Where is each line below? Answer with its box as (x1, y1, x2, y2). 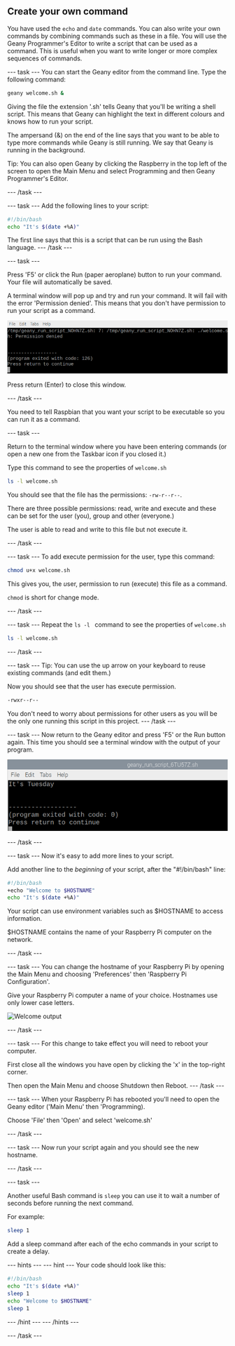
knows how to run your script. (7, 117, 94, 126)
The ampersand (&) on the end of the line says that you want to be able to (7, 131, 220, 139)
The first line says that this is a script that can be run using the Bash (7, 236, 203, 244)
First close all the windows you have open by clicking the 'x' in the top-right (7, 1060, 225, 1069)
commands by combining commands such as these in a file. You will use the (7, 32, 227, 40)
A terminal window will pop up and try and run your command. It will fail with (7, 291, 228, 300)
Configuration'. (7, 978, 50, 986)
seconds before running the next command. (7, 1199, 134, 1208)
